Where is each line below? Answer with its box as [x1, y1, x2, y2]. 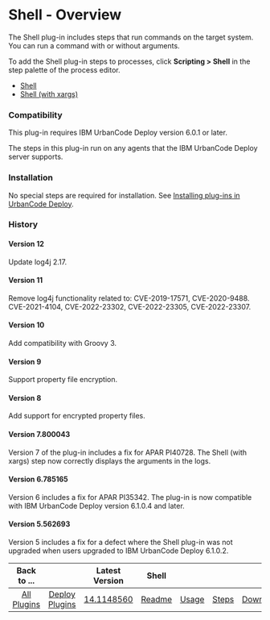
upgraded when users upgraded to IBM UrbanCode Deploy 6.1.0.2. [8, 546, 229, 556]
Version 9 [8, 356, 42, 366]
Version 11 [8, 276, 43, 285]
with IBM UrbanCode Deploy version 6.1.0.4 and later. [8, 501, 185, 510]
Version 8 [8, 393, 42, 402]
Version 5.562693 [8, 519, 71, 529]
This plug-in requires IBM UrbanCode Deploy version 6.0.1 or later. [8, 127, 227, 138]
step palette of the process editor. [8, 64, 121, 74]
